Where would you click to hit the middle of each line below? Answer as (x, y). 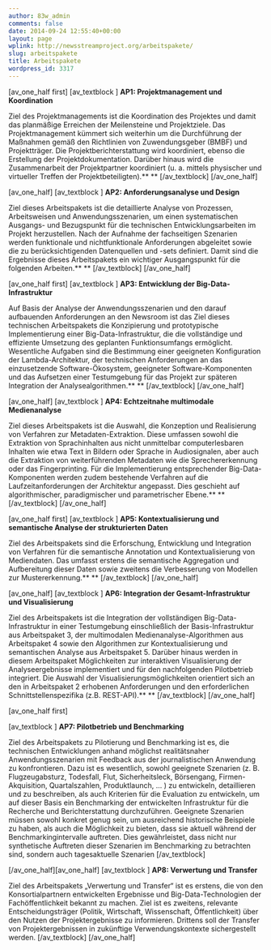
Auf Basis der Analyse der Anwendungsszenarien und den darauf (117, 308)
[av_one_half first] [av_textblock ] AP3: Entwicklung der (102, 284)
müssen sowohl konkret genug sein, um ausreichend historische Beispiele (131, 819)
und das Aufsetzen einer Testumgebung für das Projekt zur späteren (123, 377)
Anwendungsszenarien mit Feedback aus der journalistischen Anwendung (132, 760)
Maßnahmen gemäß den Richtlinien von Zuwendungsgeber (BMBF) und (128, 142)
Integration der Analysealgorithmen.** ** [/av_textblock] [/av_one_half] (126, 385)
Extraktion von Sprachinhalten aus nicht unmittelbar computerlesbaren (126, 443)
